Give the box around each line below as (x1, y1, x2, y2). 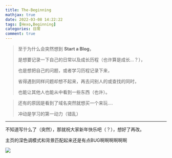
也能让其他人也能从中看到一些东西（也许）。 (17, 89, 110, 95)
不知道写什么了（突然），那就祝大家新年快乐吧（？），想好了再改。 (5, 126, 144, 133)
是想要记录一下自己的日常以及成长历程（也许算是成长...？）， (17, 57, 145, 63)
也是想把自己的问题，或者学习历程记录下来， (17, 67, 113, 73)
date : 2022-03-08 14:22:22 (5, 17, 63, 22)
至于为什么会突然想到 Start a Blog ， (17, 46, 94, 51)
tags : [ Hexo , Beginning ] (5, 21, 56, 27)
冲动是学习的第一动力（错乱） (17, 111, 81, 117)
